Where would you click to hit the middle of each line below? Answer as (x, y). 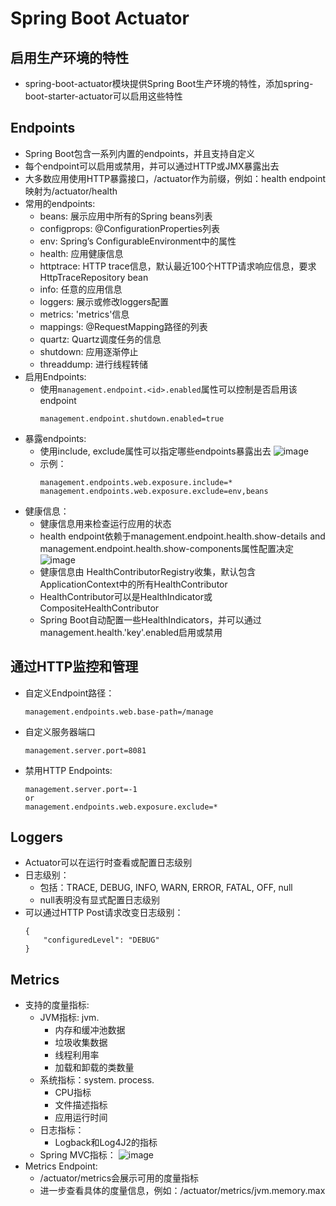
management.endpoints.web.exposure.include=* (136, 482)
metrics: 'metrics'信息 (84, 314)
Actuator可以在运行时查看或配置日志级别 (108, 863)
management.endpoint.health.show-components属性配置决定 (166, 548)
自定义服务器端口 (60, 731)
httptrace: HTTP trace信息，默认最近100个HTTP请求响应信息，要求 (178, 266)
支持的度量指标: (57, 1005)
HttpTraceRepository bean (94, 277)
